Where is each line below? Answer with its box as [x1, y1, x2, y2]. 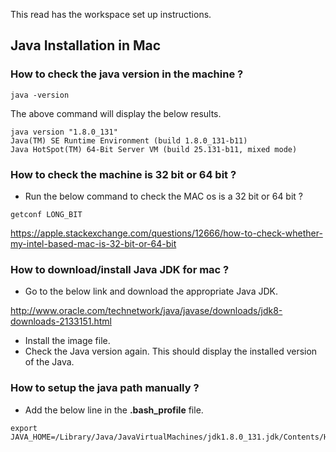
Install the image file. [24, 335, 111, 347]
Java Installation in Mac [10, 37, 162, 54]
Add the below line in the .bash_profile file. [24, 404, 204, 416]
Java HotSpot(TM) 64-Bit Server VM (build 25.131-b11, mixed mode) [10, 144, 298, 154]
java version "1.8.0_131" [10, 127, 118, 137]
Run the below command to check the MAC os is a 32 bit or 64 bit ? [24, 190, 304, 202]
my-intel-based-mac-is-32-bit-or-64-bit [10, 237, 177, 249]
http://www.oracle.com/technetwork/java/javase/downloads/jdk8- [10, 305, 283, 317]
